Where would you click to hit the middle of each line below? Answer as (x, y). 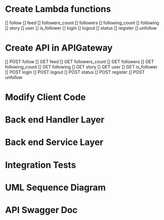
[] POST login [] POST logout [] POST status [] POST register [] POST (75, 72)
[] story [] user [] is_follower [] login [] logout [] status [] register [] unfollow (81, 28)
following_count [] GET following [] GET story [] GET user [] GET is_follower (81, 67)
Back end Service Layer (54, 142)
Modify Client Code (45, 97)
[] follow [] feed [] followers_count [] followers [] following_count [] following (82, 23)
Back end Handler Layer (55, 120)
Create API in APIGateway (59, 48)
